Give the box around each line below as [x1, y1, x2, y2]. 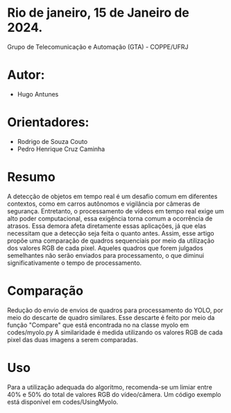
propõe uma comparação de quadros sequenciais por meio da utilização [7, 236, 215, 245]
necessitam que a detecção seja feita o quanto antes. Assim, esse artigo [7, 229, 214, 237]
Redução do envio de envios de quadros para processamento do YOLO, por [7, 306, 223, 314]
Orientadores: [7, 115, 89, 130]
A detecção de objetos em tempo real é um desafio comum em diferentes [7, 192, 218, 200]
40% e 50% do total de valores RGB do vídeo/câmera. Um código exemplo [7, 390, 221, 398]
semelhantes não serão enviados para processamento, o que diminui [7, 251, 205, 259]
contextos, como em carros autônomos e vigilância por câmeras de [7, 200, 200, 208]
